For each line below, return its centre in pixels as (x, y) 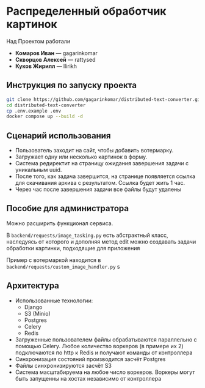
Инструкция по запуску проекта (72, 85)
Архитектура (33, 286)
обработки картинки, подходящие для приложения (73, 248)
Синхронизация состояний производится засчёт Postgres (90, 359)
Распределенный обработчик (86, 11)
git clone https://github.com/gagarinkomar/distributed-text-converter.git (105, 99)
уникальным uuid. (38, 170)
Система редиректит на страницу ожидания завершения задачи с (102, 163)
